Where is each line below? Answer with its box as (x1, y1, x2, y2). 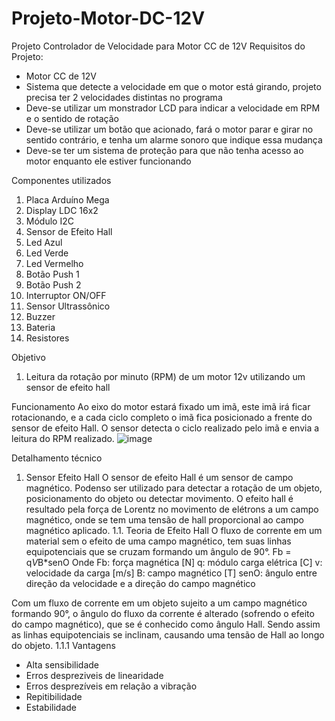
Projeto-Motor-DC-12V (11, 7, 206, 30)
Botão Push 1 (25, 268, 80, 280)
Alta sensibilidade (25, 658, 100, 671)
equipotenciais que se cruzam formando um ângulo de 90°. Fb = (25, 545, 292, 557)
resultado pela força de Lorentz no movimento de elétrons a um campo (25, 503, 319, 515)
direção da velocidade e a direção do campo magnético (25, 577, 256, 589)
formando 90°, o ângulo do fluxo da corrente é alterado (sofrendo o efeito (11, 607, 315, 619)
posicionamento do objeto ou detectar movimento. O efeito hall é (25, 492, 294, 504)
